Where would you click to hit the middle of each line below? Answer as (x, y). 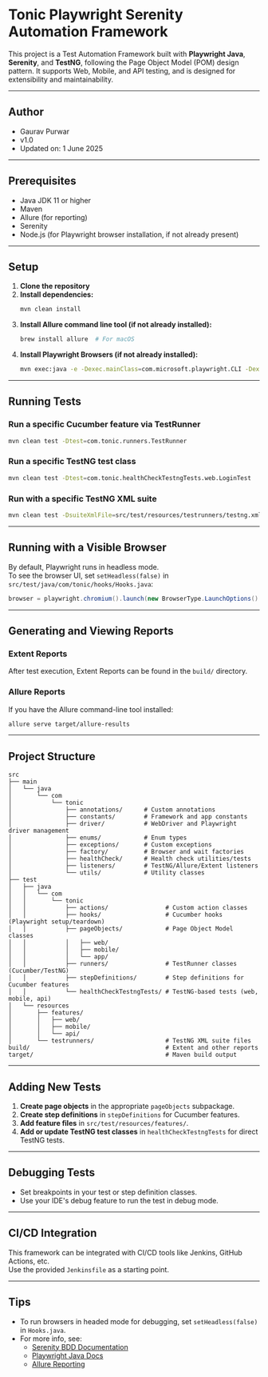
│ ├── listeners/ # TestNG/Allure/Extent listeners (134, 866)
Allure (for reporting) (53, 217)
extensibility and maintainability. (61, 79)
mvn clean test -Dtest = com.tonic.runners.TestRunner (98, 441)
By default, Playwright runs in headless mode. (84, 566)
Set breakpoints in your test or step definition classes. (108, 1192)
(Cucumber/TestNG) (39, 971)
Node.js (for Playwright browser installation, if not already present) (129, 234)
